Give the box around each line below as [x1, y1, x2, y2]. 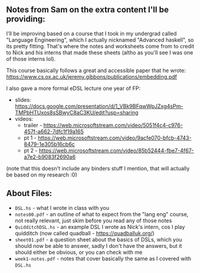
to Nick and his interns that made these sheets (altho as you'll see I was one [6, 49, 193, 56]
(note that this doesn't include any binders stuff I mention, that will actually [6, 165, 190, 172]
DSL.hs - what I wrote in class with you [14, 204, 109, 211]
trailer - [23, 122, 42, 129]
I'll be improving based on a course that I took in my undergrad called [6, 30, 177, 37]
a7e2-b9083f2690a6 [23, 153, 76, 160]
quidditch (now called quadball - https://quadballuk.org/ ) [14, 229, 155, 237]
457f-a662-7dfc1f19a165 [23, 128, 84, 135]
